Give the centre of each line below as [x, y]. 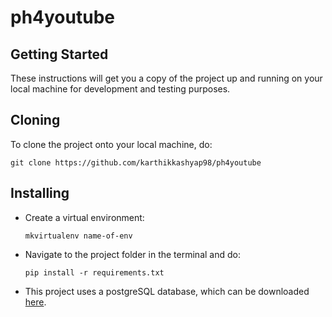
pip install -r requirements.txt [94, 272]
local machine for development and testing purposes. [120, 89]
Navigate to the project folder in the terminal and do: [132, 254]
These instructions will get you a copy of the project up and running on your [166, 78]
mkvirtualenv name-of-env [78, 236]
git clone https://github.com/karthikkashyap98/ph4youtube [136, 162]
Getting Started [59, 54]
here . [35, 302]
